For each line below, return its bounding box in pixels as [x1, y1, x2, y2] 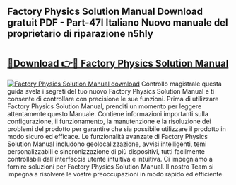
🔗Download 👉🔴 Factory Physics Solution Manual [7, 57, 229, 69]
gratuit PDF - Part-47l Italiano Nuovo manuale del [7, 17, 228, 29]
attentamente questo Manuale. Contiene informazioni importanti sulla [7, 110, 208, 118]
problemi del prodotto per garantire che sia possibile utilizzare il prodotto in [7, 125, 226, 133]
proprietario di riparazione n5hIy [7, 28, 153, 40]
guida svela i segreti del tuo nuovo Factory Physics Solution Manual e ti [7, 87, 215, 95]
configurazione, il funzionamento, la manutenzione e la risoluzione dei [7, 117, 211, 125]
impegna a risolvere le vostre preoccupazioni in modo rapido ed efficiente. [7, 170, 225, 178]
